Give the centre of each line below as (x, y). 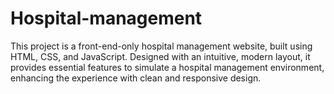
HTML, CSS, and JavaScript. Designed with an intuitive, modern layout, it (160, 56)
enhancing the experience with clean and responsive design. (136, 78)
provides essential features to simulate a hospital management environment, (167, 67)
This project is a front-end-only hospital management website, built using (161, 46)
